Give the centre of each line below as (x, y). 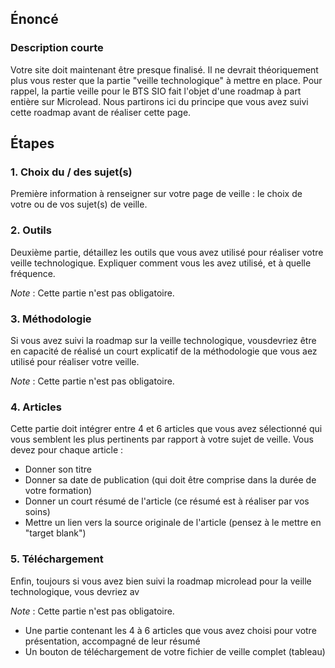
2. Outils (31, 230)
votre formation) (58, 491)
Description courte (57, 48)
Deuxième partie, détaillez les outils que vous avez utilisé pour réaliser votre (167, 252)
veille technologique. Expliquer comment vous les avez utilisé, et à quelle (161, 263)
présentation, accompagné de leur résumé (112, 641)
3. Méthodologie (51, 319)
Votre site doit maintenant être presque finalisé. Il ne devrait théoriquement (164, 69)
